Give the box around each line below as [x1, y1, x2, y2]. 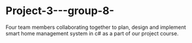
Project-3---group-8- [5, 4, 114, 18]
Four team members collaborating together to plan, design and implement [5, 24, 186, 31]
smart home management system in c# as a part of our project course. [5, 29, 179, 37]
